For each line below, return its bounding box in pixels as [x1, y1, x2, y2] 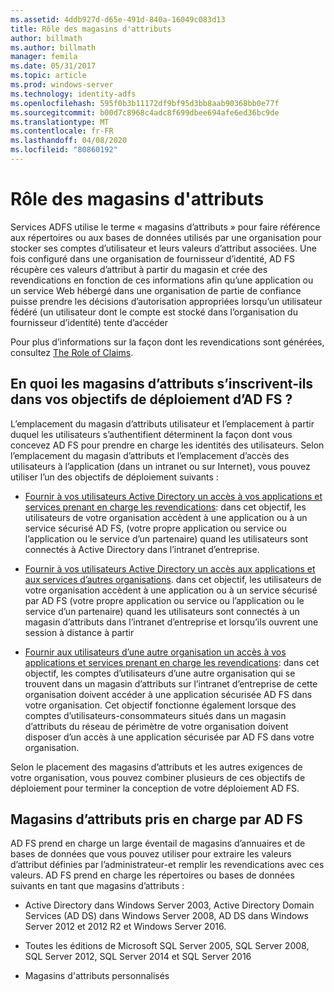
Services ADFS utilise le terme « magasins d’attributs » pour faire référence [10, 221, 321, 233]
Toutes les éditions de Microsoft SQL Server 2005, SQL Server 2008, [24, 940, 310, 952]
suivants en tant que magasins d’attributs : [10, 880, 185, 892]
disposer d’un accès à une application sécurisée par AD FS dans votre [24, 731, 315, 743]
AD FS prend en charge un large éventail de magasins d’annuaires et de [10, 837, 306, 850]
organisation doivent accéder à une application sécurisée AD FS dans [24, 688, 313, 700]
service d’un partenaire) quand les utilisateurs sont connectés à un [24, 605, 300, 617]
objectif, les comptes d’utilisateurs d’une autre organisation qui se [24, 667, 296, 679]
